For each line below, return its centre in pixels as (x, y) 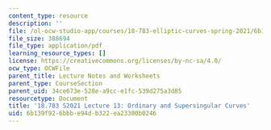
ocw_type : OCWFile (39, 69)
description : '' (35, 23)
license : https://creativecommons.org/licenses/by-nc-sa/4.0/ (115, 61)
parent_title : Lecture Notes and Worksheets (84, 76)
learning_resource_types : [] (57, 53)
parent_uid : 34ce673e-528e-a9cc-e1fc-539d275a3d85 (95, 91)
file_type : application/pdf (56, 46)
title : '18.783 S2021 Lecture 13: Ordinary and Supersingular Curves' (129, 106)
